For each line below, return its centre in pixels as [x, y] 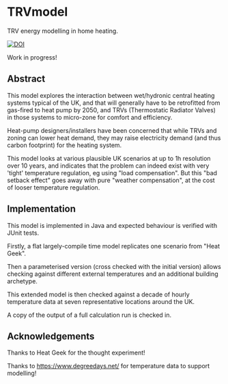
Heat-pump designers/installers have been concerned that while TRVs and [112, 130]
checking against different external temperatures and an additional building [113, 274]
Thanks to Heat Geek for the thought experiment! [76, 353]
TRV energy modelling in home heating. [62, 31]
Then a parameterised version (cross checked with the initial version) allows [114, 266]
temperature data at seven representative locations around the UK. [101, 301]
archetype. [22, 281]
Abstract [26, 79]
